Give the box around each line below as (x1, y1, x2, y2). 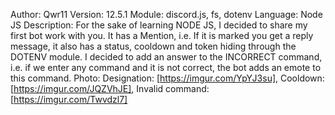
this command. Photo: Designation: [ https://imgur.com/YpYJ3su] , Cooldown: (10, 72, 325, 84)
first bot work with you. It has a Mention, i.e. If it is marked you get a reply (10, 30, 314, 41)
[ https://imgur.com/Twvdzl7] (10, 94, 128, 105)
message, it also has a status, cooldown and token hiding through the (10, 40, 297, 52)
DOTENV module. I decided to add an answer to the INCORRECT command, (10, 51, 323, 63)
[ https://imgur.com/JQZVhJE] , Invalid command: (10, 83, 210, 94)
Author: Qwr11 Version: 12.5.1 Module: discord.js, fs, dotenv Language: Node (10, 9, 323, 20)
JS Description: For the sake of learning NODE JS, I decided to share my (10, 19, 308, 31)
